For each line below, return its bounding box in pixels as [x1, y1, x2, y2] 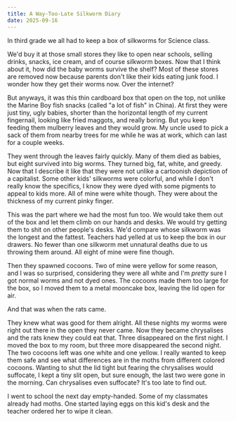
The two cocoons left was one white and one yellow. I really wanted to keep [7, 348, 227, 357]
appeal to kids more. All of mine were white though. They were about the [7, 189, 218, 198]
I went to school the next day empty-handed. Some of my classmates [7, 392, 209, 400]
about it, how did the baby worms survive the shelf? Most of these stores [7, 65, 219, 73]
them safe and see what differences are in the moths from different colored [7, 356, 225, 364]
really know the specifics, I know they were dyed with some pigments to [7, 181, 216, 190]
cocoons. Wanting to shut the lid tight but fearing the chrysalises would [7, 363, 214, 371]
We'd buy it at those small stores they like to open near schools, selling [7, 50, 213, 58]
